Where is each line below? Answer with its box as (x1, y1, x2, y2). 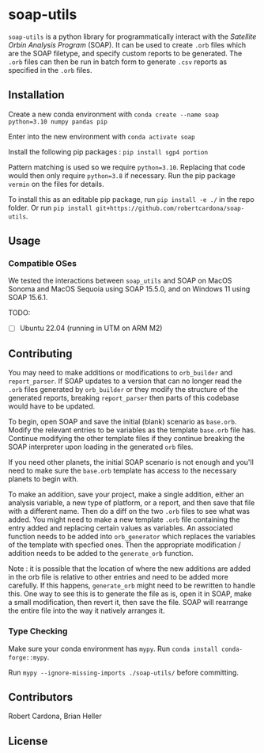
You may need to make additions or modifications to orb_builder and (8, 368, 233, 378)
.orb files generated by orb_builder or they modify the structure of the (8, 385, 239, 394)
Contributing (8, 347, 73, 360)
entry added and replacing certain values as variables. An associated (8, 523, 233, 533)
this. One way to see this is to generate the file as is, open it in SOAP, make (8, 589, 252, 599)
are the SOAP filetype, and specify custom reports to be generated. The (8, 48, 243, 58)
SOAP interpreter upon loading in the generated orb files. (8, 442, 194, 452)
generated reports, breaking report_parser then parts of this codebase (8, 394, 239, 403)
